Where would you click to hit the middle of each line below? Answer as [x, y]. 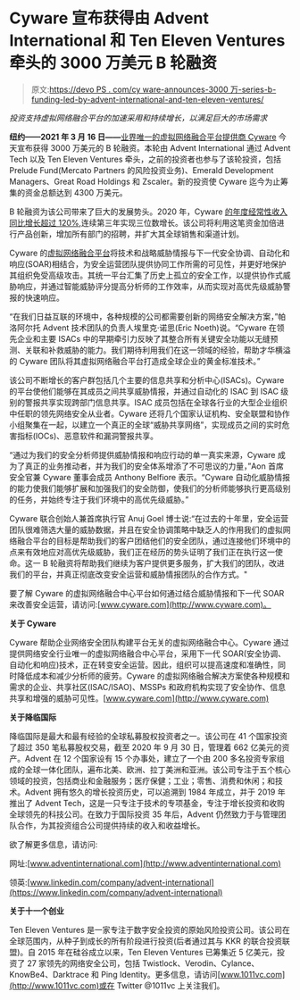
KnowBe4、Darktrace [49, 974]
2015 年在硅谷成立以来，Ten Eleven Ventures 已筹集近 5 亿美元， [158, 952]
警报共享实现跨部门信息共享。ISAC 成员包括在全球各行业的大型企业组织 [156, 402]
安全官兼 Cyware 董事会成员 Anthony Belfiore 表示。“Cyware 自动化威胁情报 [150, 477]
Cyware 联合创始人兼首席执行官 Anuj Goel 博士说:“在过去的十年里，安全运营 [149, 518]
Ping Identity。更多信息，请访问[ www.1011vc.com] [193, 974]
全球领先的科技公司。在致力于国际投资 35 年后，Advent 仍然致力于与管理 [144, 814]
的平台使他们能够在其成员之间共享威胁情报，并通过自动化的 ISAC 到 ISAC [144, 391]
